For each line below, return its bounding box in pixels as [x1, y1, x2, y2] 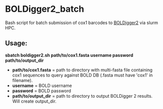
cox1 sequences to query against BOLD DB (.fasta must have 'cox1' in [12, 72, 153, 78]
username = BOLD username [12, 82, 72, 88]
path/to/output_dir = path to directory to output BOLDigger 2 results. [12, 93, 153, 99]
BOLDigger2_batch [5, 3, 84, 15]
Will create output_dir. [12, 98, 56, 104]
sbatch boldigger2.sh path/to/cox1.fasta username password [5, 52, 134, 58]
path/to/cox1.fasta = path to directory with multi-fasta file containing [12, 67, 153, 73]
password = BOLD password [12, 87, 71, 94]
